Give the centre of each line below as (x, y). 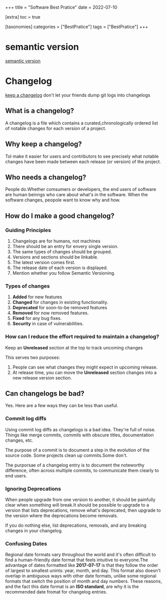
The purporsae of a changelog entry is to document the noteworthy (75, 465)
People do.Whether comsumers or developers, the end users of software (81, 189)
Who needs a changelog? (46, 177)
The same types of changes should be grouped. (62, 252)
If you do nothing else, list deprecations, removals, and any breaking (76, 525)
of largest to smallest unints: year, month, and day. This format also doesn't (83, 571)
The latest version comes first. (44, 262)
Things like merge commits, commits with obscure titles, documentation (79, 435)
